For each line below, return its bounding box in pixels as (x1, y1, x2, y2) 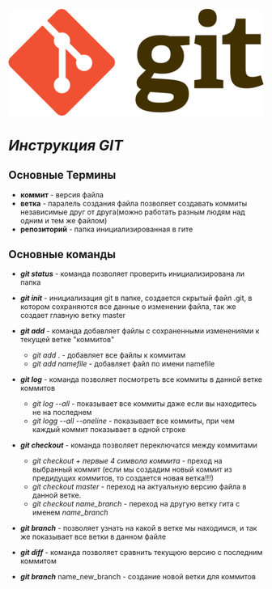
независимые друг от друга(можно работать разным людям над (19, 207, 245, 217)
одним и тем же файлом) (19, 215, 108, 225)
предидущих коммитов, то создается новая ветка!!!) (32, 473, 215, 483)
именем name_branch (32, 507, 108, 518)
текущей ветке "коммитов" (19, 335, 115, 345)
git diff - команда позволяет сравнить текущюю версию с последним (19, 548, 263, 557)
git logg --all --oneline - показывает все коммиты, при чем (32, 416, 235, 426)
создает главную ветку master (19, 311, 126, 320)
